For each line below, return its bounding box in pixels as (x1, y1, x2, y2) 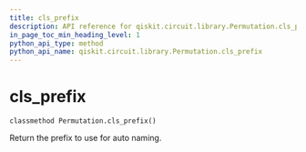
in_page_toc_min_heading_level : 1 (9, 30, 141, 39)
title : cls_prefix (9, 13, 79, 23)
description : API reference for (9, 22, 132, 31)
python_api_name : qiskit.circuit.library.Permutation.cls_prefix (9, 47, 262, 56)
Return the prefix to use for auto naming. (9, 133, 162, 144)
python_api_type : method (9, 38, 104, 48)
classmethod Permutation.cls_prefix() (9, 117, 157, 126)
